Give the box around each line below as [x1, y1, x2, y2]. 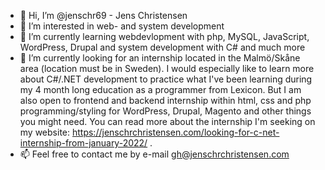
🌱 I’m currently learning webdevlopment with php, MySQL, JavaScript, [19, 31, 310, 42]
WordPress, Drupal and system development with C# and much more [19, 41, 306, 53]
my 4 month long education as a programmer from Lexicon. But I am [19, 84, 302, 95]
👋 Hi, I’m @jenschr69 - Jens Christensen [19, 10, 188, 21]
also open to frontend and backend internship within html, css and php [19, 95, 312, 106]
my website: [19, 126, 71, 138]
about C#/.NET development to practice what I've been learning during [19, 73, 313, 85]
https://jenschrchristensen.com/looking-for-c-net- [71, 126, 280, 138]
